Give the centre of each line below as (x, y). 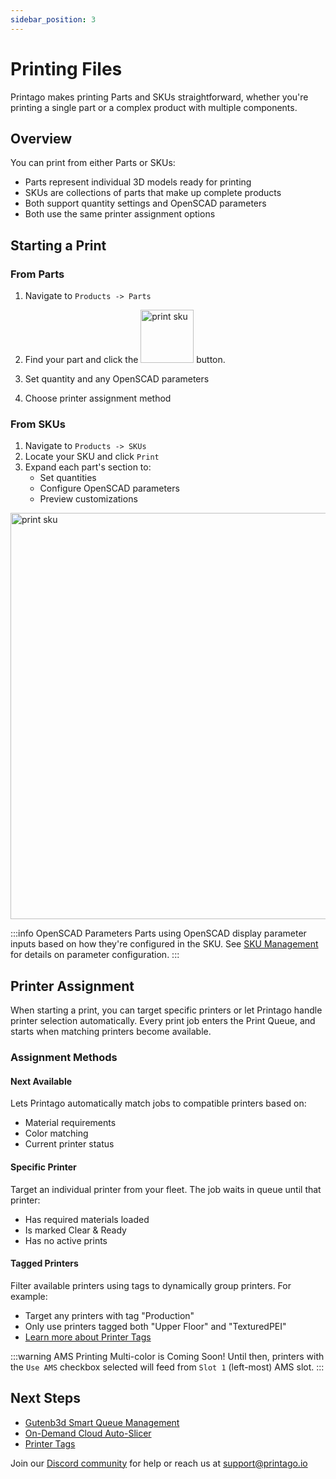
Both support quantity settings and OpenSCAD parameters (145, 203)
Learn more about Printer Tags (88, 1337)
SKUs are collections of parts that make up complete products (153, 193)
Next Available (41, 1081)
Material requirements (70, 1123)
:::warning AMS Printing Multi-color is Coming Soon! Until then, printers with (167, 1356)
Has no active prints (66, 1240)
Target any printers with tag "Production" (109, 1315)
